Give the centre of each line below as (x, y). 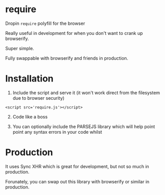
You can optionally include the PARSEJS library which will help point (84, 126)
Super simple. (20, 48)
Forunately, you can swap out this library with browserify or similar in (77, 181)
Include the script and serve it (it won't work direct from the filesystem (86, 93)
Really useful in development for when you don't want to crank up (74, 33)
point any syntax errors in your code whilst (57, 132)
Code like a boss (30, 116)
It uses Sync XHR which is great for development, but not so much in (77, 166)
